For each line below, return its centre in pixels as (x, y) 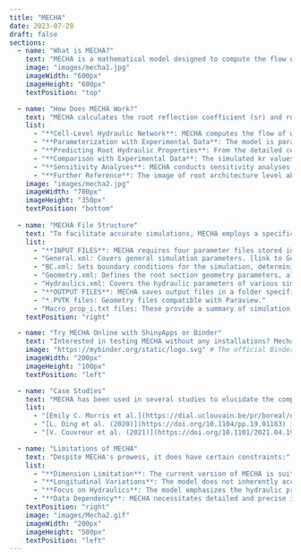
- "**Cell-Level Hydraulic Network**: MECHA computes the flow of (159, 134)
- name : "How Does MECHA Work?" (78, 108)
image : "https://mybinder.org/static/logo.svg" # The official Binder (160, 350)
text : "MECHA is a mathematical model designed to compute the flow (156, 59)
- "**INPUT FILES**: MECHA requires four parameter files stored (157, 250)
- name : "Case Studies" (61, 391)
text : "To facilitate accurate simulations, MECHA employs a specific (160, 234)
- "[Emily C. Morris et (77, 416)
